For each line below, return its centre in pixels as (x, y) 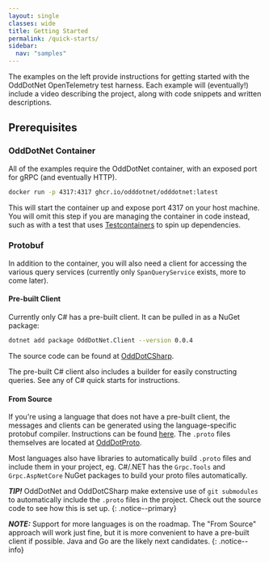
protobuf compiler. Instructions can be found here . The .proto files (120, 434)
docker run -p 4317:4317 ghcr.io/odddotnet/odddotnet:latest (113, 192)
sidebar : (23, 46)
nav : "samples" (41, 53)
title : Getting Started (48, 31)
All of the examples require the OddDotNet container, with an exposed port (133, 168)
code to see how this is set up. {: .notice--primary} (92, 509)
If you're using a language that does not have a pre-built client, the (119, 417)
